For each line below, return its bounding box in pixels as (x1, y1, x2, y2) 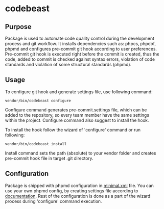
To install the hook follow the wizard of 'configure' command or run (5, 127, 141, 132)
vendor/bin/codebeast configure (5, 98, 71, 103)
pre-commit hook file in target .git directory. (5, 155, 94, 161)
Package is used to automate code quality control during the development (5, 35, 154, 41)
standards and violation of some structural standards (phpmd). (5, 62, 132, 67)
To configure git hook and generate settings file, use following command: (5, 89, 153, 95)
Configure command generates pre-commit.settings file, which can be (5, 106, 147, 113)
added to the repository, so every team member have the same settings (5, 112, 149, 118)
